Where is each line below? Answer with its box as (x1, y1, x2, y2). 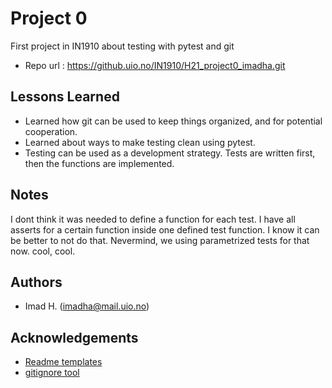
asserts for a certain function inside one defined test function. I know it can (10, 223, 320, 236)
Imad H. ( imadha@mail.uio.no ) (24, 300, 150, 312)
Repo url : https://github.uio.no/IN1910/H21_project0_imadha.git (24, 59, 286, 71)
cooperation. (24, 125, 78, 137)
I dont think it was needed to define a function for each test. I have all (10, 213, 296, 225)
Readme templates (24, 356, 103, 368)
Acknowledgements (10, 329, 139, 346)
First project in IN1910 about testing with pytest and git (10, 40, 235, 52)
